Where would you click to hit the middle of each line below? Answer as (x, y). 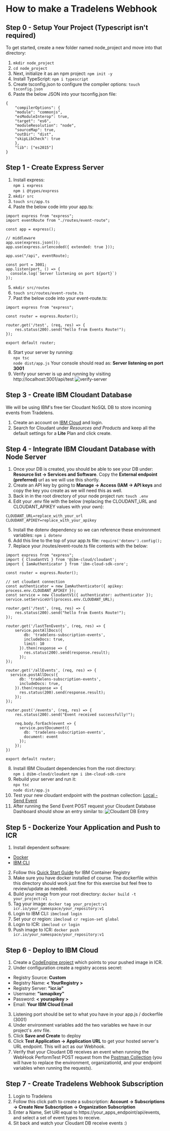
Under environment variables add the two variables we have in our (82, 1025)
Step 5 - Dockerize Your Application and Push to (83, 827)
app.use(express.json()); (33, 243)
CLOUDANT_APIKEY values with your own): (58, 507)
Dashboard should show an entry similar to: (58, 812)
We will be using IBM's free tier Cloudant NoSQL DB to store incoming (79, 407)
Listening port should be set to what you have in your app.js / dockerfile (88, 1014)
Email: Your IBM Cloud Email (43, 1004)
